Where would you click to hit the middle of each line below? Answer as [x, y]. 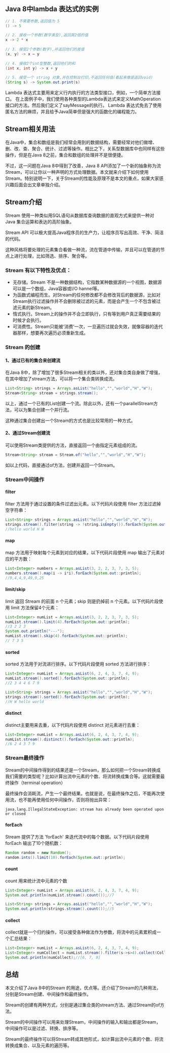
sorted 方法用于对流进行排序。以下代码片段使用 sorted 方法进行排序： [78, 664]
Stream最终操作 [25, 758]
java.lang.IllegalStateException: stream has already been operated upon [85, 809]
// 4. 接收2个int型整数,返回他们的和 [40, 63]
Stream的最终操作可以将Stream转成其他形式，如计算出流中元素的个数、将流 [84, 1039]
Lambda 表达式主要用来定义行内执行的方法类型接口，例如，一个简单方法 [81, 93]
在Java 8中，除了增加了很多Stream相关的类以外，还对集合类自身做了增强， [84, 373]
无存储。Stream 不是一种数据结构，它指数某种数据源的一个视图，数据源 [87, 282]
